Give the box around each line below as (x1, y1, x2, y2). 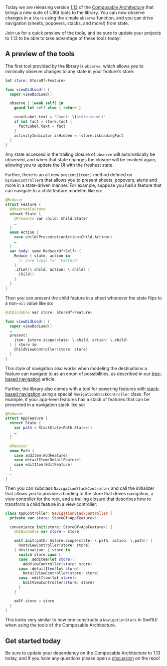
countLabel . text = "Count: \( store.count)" (14, 115, 106, 120)
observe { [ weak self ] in (9, 101, 64, 106)
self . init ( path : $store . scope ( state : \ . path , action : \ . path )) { (14, 538, 153, 543)
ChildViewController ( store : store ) (14, 347, 88, 352)
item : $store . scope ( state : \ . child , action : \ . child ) (14, 338, 128, 343)
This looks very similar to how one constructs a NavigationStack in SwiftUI (5, 617, 158, 623)
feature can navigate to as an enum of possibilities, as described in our (5, 371, 151, 377)
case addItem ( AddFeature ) (14, 453, 68, 458)
